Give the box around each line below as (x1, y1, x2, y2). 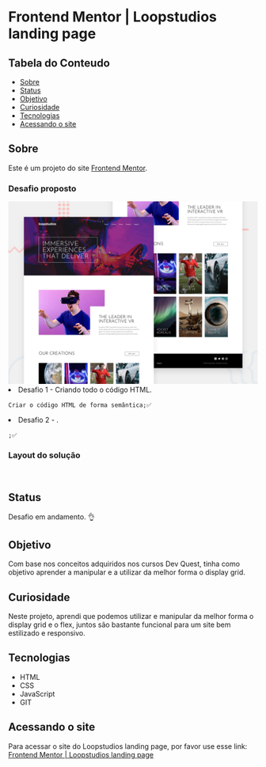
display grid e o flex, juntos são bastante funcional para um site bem (8, 620, 231, 629)
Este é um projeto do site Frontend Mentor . (8, 163, 148, 173)
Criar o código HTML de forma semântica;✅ (8, 401, 152, 409)
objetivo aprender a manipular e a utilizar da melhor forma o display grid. (8, 568, 245, 577)
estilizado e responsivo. (8, 628, 85, 637)
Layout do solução (8, 450, 81, 461)
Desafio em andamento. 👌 (8, 512, 95, 522)
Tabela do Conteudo (8, 56, 111, 70)
